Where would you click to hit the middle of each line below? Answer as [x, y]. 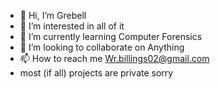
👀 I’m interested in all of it [72, 26]
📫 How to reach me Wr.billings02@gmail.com [114, 58]
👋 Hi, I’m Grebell [53, 15]
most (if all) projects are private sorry [96, 73]
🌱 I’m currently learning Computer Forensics [111, 36]
